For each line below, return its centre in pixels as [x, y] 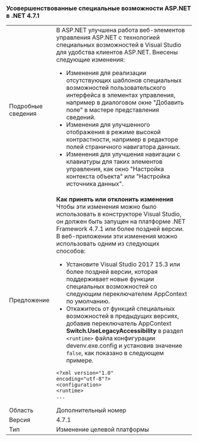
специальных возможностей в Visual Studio [118, 45]
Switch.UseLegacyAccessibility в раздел [125, 331]
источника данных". [95, 184]
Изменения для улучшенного [108, 125]
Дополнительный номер [91, 410]
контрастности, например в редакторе [122, 140]
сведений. [81, 118]
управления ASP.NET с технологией [108, 38]
